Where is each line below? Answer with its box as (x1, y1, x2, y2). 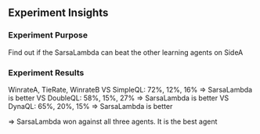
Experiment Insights (8, 6, 109, 20)
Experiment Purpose (8, 30, 88, 41)
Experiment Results (8, 67, 85, 78)
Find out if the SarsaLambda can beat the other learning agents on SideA (8, 47, 244, 57)
